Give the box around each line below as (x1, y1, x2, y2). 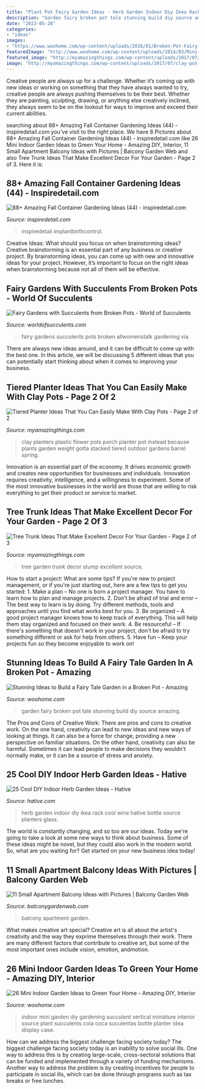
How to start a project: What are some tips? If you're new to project (6, 575, 176, 582)
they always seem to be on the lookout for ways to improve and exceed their (6, 103, 198, 110)
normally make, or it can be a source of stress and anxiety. (6, 752, 154, 759)
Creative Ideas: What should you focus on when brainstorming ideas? (6, 239, 181, 247)
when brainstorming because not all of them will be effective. (6, 266, 160, 273)
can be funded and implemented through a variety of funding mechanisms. (6, 1058, 195, 1065)
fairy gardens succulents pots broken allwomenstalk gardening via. (21, 333, 190, 341)
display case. (21, 1027, 55, 1033)
